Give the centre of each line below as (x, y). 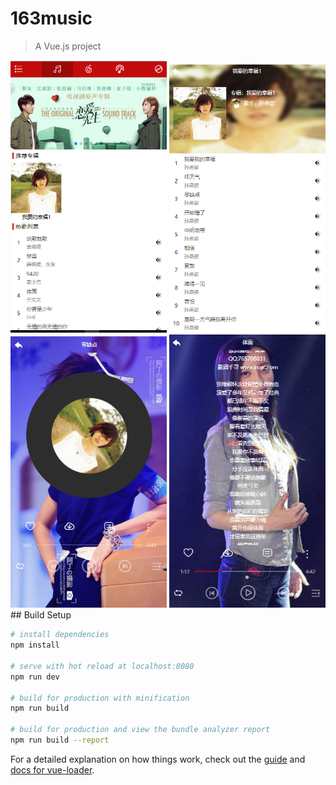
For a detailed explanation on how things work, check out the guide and (158, 759)
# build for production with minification (100, 698)
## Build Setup (41, 615)
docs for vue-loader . (52, 769)
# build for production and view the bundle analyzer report (140, 730)
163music (51, 18)
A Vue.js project (68, 46)
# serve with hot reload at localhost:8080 (102, 666)
